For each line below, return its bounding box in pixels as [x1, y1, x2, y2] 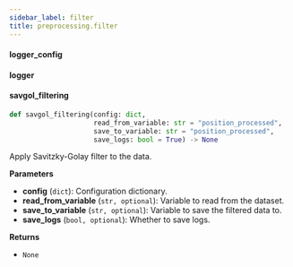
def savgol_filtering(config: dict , [9, 109, 146, 119]
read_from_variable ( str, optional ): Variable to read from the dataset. [22, 195, 285, 206]
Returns [9, 232, 40, 243]
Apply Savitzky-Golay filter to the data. [9, 151, 152, 162]
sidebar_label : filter [9, 13, 94, 22]
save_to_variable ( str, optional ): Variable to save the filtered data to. [22, 205, 282, 216]
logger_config [9, 49, 63, 60]
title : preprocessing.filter [9, 22, 118, 30]
